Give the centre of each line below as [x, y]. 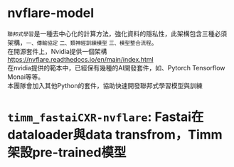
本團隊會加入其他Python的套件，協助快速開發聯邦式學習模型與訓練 [105, 85]
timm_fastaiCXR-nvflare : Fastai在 [106, 117]
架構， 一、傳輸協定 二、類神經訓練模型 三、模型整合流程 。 [83, 42]
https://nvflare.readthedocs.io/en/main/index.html [81, 59]
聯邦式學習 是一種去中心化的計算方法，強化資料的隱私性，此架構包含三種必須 [117, 33]
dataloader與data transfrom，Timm [115, 135]
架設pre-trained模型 [67, 152]
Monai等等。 [26, 77]
